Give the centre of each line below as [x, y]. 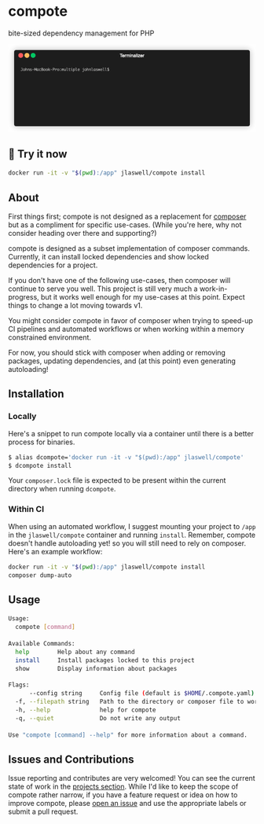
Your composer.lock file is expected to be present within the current [117, 480]
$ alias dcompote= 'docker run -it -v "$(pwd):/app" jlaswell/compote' [126, 457]
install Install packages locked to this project [105, 660]
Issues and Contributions [71, 759]
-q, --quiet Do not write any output [98, 718]
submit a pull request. [43, 811]
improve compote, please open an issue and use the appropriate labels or [127, 804]
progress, [24, 297]
